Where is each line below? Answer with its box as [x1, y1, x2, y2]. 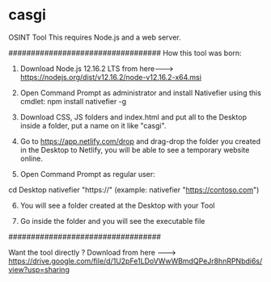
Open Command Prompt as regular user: [19, 169, 155, 179]
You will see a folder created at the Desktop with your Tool [19, 200, 215, 210]
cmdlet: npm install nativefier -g [19, 96, 127, 106]
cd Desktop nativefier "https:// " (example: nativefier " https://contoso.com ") [8, 184, 260, 195]
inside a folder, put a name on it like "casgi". [19, 120, 167, 130]
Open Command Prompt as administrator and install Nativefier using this [19, 87, 261, 98]
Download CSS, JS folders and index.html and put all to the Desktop [19, 112, 247, 122]
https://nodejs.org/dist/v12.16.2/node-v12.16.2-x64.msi [19, 72, 202, 82]
